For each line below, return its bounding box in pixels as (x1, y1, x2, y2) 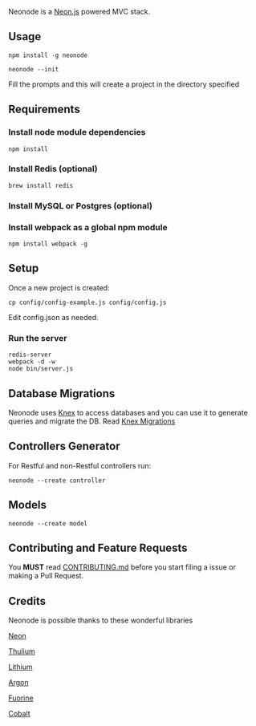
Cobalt (8, 709, 30, 719)
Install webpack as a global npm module (8, 221, 168, 233)
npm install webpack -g (8, 240, 88, 248)
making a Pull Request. (8, 571, 84, 581)
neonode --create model (8, 519, 88, 528)
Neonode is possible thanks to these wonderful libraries (8, 615, 193, 625)
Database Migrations (8, 387, 116, 400)
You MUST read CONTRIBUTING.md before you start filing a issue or (8, 562, 237, 572)
